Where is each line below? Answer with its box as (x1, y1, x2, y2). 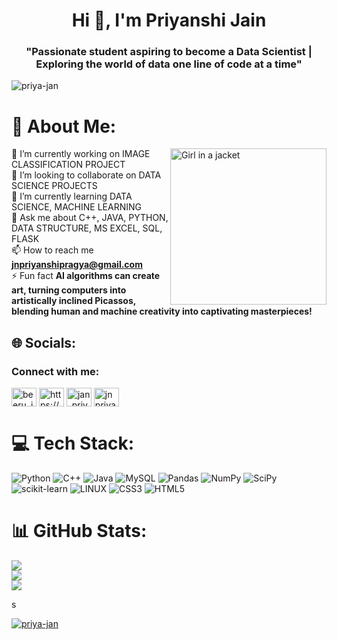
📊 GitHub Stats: (11, 520, 148, 543)
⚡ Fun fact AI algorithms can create (11, 270, 161, 282)
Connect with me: (11, 364, 100, 378)
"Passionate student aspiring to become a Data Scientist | (25, 45, 313, 59)
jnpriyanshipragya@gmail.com (11, 259, 143, 271)
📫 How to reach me (11, 244, 94, 256)
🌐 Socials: (11, 334, 77, 351)
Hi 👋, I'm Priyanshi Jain (71, 9, 267, 32)
